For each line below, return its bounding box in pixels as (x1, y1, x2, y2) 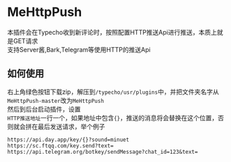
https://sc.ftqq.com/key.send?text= (7, 142, 114, 149)
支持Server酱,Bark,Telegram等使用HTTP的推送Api (7, 45, 151, 54)
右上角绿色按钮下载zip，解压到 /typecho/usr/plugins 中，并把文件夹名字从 (7, 88, 219, 96)
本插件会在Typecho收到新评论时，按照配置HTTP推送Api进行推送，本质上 (7, 28, 218, 36)
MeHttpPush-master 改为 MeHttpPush (7, 96, 105, 104)
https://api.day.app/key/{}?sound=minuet (7, 136, 130, 143)
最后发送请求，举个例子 (37, 122, 105, 131)
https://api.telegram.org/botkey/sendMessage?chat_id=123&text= (7, 148, 198, 155)
